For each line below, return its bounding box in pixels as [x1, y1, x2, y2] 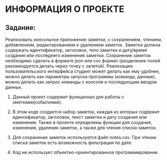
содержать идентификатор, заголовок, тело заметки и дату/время [5, 47, 147, 53]
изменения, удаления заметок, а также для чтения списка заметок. [12, 125, 157, 131]
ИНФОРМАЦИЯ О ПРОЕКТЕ [5, 3, 125, 15]
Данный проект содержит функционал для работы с [12, 94, 125, 100]
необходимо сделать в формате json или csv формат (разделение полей [5, 58, 161, 63]
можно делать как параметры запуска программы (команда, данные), [5, 74, 156, 79]
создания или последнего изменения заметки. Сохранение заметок [5, 52, 151, 58]
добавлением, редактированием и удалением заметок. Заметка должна [5, 42, 161, 48]
